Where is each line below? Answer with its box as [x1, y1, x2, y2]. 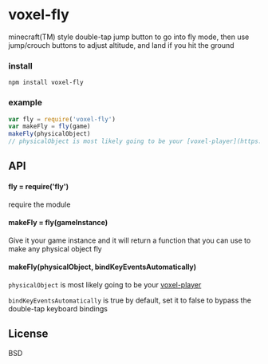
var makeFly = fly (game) [8, 122, 91, 131]
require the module [8, 200, 71, 209]
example [8, 97, 42, 109]
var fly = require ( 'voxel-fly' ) [8, 115, 116, 123]
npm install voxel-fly [8, 78, 84, 87]
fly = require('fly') [8, 182, 69, 192]
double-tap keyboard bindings [8, 304, 108, 314]
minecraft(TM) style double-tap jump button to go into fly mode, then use [8, 32, 250, 42]
